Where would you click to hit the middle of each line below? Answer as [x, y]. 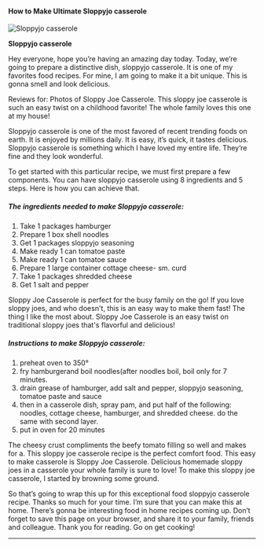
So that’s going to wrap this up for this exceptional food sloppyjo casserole [129, 494]
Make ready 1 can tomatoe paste [72, 251]
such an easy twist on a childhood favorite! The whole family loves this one [130, 108]
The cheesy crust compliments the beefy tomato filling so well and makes [127, 445]
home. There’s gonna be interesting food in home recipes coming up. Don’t [129, 511]
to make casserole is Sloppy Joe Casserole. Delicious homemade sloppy [126, 462]
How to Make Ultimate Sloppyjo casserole [77, 11]
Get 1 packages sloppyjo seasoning [77, 243]
